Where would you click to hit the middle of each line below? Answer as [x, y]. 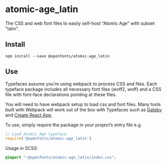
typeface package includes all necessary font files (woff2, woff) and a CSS [83, 89]
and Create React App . [29, 115]
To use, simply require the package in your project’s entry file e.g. [74, 125]
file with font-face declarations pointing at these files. [61, 94]
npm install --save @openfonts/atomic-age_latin [57, 56]
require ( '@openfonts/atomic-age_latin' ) [49, 139]
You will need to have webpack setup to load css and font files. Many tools [83, 104]
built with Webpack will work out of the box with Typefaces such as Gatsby [83, 109]
